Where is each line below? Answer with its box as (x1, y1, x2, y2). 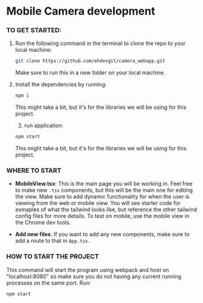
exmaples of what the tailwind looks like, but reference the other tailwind (15, 206, 198, 214)
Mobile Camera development (6, 4, 156, 18)
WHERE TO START (6, 166, 62, 175)
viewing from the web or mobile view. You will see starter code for (15, 200, 181, 207)
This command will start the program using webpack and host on (6, 266, 169, 273)
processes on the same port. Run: (6, 279, 91, 287)
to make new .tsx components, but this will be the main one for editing (15, 187, 193, 194)
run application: (24, 122, 64, 129)
